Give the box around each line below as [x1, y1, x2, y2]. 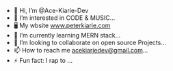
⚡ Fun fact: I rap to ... [13, 57, 73, 64]
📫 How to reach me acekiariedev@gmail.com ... [13, 46, 148, 54]
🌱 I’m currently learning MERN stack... [13, 31, 121, 39]
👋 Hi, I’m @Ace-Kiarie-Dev [13, 7, 89, 14]
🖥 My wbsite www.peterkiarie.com [13, 21, 111, 29]
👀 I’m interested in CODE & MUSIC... [13, 14, 116, 22]
